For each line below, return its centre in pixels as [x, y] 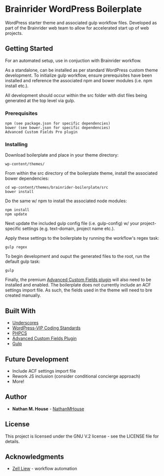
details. [12, 441]
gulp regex [16, 247]
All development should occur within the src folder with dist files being [76, 95]
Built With [20, 311]
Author [16, 397]
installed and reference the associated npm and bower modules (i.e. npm [79, 80]
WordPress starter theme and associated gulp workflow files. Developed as [81, 23]
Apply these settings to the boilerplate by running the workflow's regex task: [82, 238]
